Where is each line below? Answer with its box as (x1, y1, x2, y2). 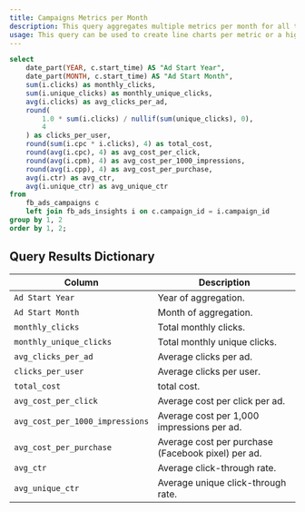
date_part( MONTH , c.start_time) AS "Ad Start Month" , (25, 72, 233, 82)
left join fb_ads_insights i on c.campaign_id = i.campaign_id (25, 207, 271, 216)
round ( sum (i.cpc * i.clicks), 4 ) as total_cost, (25, 140, 213, 149)
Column (64, 276, 99, 289)
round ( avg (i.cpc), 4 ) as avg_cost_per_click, (25, 148, 202, 157)
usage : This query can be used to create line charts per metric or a (9, 30, 282, 39)
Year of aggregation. (157, 291, 245, 304)
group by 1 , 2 (9, 215, 64, 224)
